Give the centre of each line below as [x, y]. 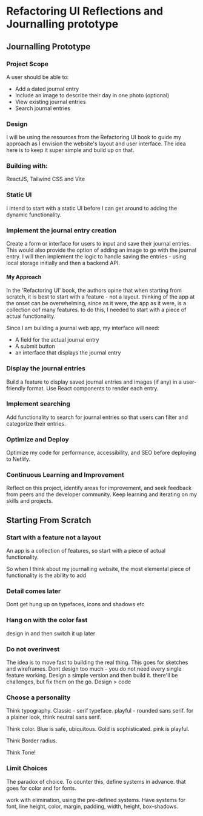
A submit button [35, 346]
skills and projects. [30, 501]
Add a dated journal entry [47, 89]
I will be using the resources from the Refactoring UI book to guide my [94, 137]
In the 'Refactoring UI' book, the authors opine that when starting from [94, 291]
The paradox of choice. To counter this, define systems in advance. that [96, 781]
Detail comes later [34, 591]
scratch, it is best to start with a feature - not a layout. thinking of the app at [101, 297]
